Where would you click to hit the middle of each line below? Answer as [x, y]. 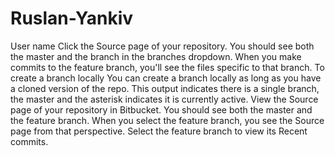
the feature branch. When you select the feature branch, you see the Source [167, 120]
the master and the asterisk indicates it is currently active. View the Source [164, 99]
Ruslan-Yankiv [72, 18]
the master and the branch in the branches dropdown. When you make [156, 56]
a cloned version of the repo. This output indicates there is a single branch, [165, 88]
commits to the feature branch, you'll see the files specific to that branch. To [167, 67]
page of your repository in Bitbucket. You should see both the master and [161, 109]
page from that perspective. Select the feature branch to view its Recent [159, 131]
